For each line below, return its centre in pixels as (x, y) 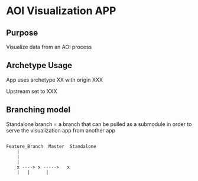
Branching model (38, 110)
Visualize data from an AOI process (49, 47)
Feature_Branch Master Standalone (51, 146)
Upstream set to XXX (32, 91)
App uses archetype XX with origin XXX (55, 80)
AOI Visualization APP (61, 11)
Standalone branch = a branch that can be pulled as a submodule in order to (99, 124)
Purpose (22, 33)
